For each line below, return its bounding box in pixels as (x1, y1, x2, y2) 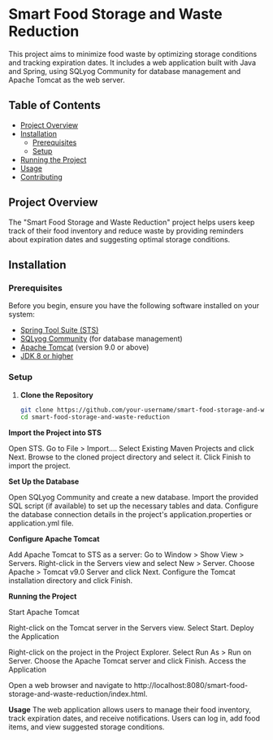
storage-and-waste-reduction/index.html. (8, 689, 148, 699)
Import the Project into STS (8, 428, 102, 437)
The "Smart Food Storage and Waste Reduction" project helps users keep (8, 217, 255, 227)
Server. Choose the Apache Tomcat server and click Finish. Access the (8, 656, 246, 666)
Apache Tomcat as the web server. (8, 75, 125, 85)
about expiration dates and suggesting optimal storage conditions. (8, 234, 231, 244)
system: (8, 310, 35, 320)
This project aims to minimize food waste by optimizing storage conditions (8, 49, 258, 59)
